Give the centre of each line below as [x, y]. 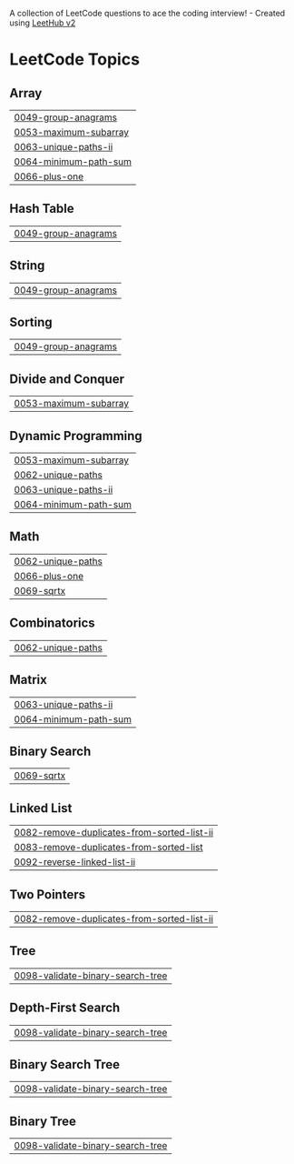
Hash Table [42, 209]
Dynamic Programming [76, 436]
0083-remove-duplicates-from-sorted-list [108, 848]
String [27, 266]
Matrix [28, 680]
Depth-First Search [65, 1008]
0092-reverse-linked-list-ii [75, 862]
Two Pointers [48, 894]
